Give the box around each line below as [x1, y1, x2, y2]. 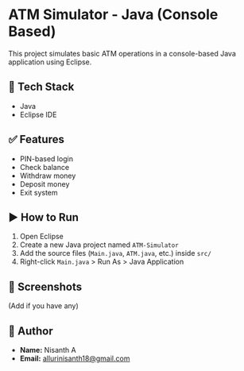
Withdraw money [19, 171, 76, 180]
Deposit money [19, 179, 70, 188]
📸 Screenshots [8, 280, 83, 293]
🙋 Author [8, 324, 53, 338]
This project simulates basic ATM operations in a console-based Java [8, 48, 236, 58]
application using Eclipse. [8, 57, 92, 67]
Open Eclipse [19, 232, 64, 242]
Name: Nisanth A [19, 346, 77, 354]
